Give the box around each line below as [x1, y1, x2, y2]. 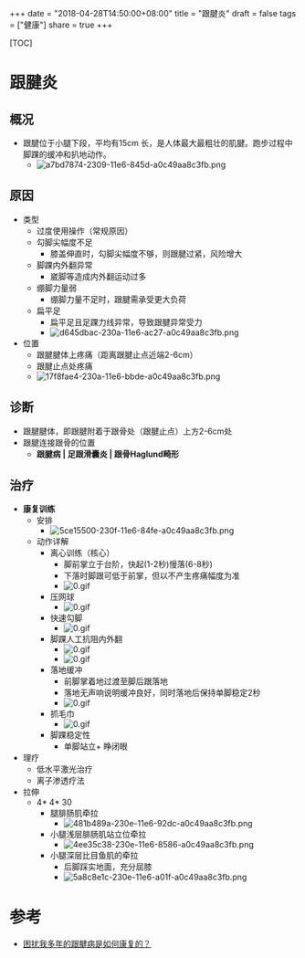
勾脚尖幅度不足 [36, 237, 93, 247]
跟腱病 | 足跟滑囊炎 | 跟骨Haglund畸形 [36, 448, 180, 459]
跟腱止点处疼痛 [36, 360, 93, 372]
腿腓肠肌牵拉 [49, 807, 99, 819]
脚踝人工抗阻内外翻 [49, 634, 123, 645]
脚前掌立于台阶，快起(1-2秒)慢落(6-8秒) [63, 559, 213, 570]
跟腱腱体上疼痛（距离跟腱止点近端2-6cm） [36, 349, 198, 360]
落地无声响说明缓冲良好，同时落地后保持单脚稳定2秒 [63, 688, 261, 699]
